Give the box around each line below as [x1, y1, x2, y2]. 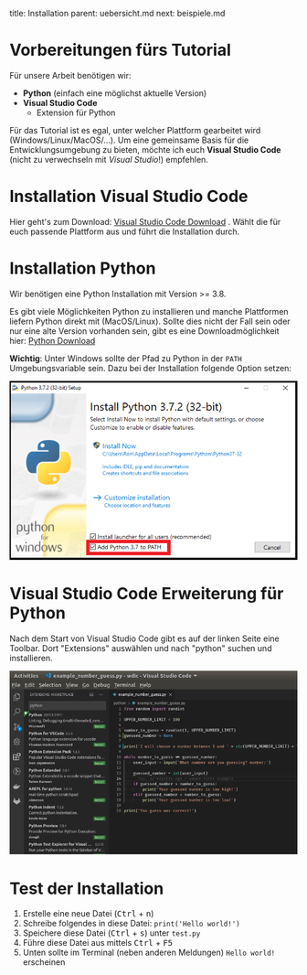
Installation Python [9, 258, 156, 279]
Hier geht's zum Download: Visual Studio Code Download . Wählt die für [9, 216, 281, 227]
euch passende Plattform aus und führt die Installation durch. [9, 226, 240, 237]
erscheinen [22, 957, 66, 968]
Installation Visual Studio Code [9, 187, 249, 207]
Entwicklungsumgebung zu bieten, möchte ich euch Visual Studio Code [9, 144, 281, 155]
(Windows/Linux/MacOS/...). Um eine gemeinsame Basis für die [9, 134, 249, 145]
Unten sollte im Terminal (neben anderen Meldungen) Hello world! [22, 947, 276, 959]
